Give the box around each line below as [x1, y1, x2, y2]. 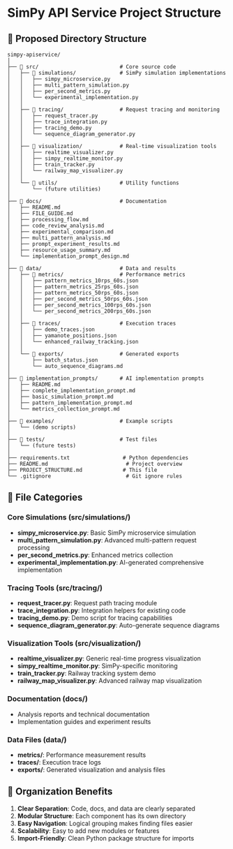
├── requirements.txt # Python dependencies [7, 455, 189, 462]
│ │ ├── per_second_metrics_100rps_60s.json [7, 302, 151, 309]
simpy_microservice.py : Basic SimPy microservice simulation [17, 529, 197, 537]
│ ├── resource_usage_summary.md [7, 246, 111, 253]
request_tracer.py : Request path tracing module [17, 598, 158, 607]
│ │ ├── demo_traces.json [7, 326, 96, 333]
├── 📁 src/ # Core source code [7, 64, 176, 71]
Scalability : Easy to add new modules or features [17, 826, 160, 835]
